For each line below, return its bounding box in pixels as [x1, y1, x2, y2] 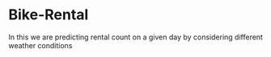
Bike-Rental [8, 6, 89, 24]
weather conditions [8, 40, 73, 50]
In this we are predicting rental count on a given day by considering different [8, 32, 263, 42]
